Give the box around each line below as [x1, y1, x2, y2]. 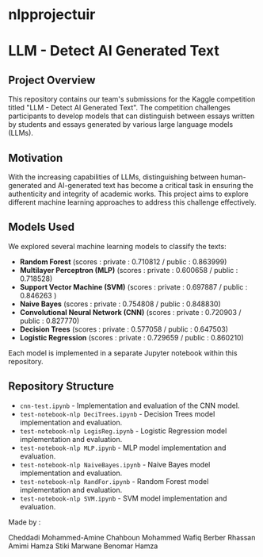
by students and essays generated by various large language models [8, 120, 234, 129]
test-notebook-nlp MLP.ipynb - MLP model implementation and [19, 443, 227, 452]
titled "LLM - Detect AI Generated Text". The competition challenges [8, 103, 231, 113]
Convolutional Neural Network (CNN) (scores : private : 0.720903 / [19, 307, 242, 317]
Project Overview [8, 73, 96, 86]
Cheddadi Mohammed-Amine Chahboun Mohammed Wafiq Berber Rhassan [8, 532, 256, 542]
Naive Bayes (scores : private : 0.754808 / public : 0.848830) [19, 299, 222, 309]
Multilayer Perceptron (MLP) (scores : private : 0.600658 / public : [19, 265, 238, 275]
